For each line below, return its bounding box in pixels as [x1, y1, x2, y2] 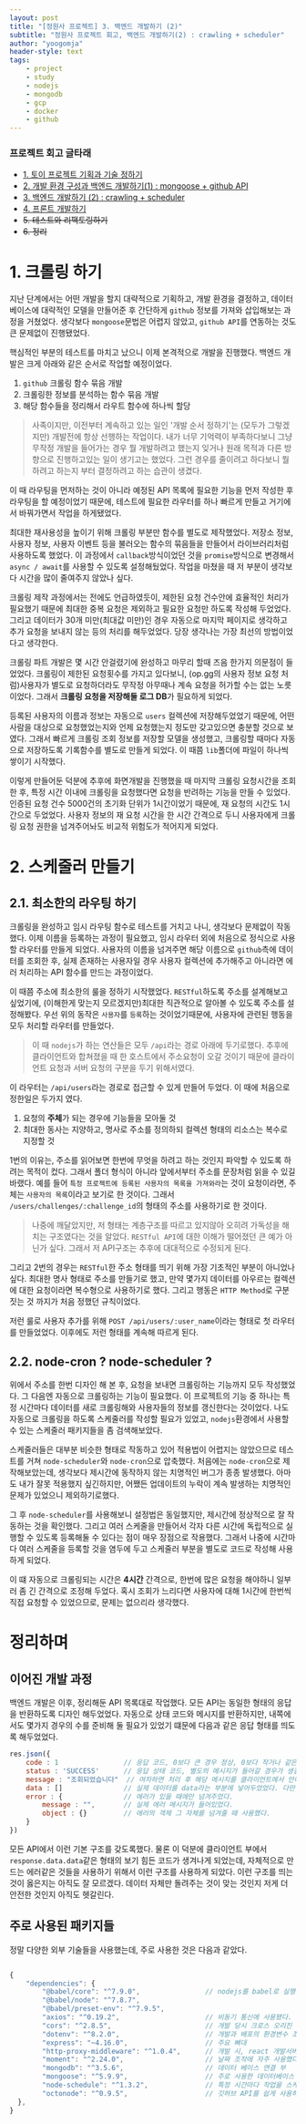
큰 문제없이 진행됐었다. [9, 327, 90, 338]
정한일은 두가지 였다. [9, 1093, 83, 1104]
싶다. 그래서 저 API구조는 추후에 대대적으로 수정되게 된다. [48, 1242, 251, 1253]
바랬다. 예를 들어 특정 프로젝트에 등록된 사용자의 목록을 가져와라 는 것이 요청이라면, [9, 1178, 287, 1189]
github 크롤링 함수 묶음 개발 [22, 377, 123, 388]
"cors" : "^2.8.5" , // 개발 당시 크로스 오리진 [42, 2021, 293, 2030]
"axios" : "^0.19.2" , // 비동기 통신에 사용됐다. [42, 2013, 293, 2022]
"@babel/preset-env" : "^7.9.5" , [42, 2005, 166, 2014]
